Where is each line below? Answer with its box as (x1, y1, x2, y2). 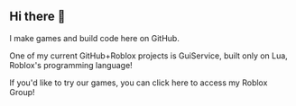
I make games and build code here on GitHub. (9, 32, 180, 43)
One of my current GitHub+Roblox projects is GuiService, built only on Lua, (9, 50, 289, 61)
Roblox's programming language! (9, 59, 133, 70)
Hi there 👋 (9, 9, 66, 24)
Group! (9, 86, 35, 97)
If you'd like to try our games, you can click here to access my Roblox (9, 77, 268, 88)
